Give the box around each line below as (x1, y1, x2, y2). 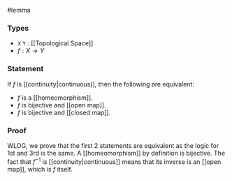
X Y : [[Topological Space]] (17, 39, 94, 47)
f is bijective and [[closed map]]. (17, 108, 111, 117)
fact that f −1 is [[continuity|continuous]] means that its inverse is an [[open (7, 156, 222, 166)
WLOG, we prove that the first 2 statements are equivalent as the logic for (7, 141, 219, 149)
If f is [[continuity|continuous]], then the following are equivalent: (7, 80, 194, 88)
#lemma (7, 6, 31, 14)
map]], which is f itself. (7, 165, 73, 173)
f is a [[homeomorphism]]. (17, 93, 93, 102)
